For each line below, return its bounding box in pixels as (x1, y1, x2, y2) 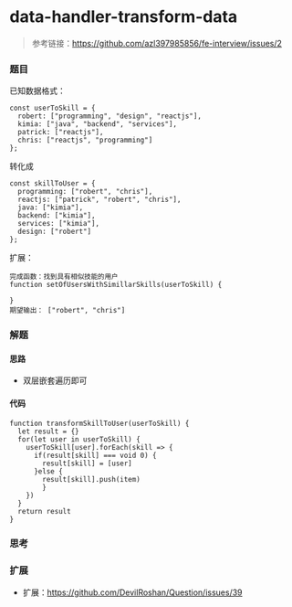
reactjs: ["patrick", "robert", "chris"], (17, 195, 182, 205)
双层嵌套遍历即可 (22, 375, 88, 386)
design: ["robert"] (17, 227, 92, 237)
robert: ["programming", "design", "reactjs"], (17, 112, 203, 121)
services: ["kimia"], (17, 219, 100, 229)
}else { (33, 466, 64, 476)
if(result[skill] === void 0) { (33, 451, 157, 460)
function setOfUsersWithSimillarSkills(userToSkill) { (9, 281, 223, 290)
